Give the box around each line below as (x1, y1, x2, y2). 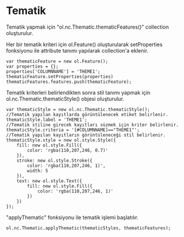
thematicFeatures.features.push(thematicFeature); (6, 79, 132, 85)
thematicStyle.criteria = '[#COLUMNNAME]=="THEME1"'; (6, 127, 140, 133)
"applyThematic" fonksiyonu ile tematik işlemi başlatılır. (6, 214, 139, 221)
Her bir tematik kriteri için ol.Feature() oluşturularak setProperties (6, 41, 163, 48)
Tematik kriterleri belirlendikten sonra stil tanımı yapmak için (6, 89, 151, 96)
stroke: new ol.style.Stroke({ (16, 158, 93, 163)
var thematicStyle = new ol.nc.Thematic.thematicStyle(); (6, 106, 150, 112)
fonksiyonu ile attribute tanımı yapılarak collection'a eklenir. (6, 47, 149, 54)
